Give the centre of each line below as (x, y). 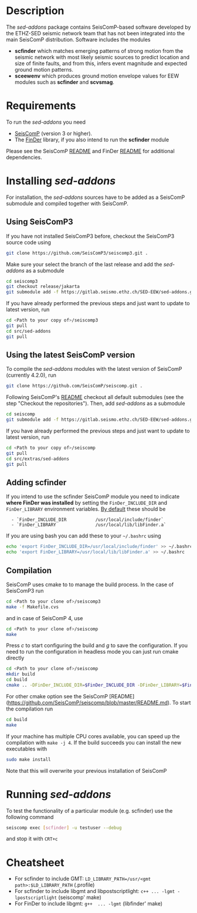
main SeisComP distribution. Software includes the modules (78, 39)
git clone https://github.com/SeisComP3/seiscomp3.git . (77, 253)
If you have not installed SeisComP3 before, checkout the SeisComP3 (90, 236)
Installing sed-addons (61, 181)
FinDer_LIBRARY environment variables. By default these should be (86, 509)
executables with (27, 749)
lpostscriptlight (36, 898)
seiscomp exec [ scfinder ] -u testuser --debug (64, 828)
